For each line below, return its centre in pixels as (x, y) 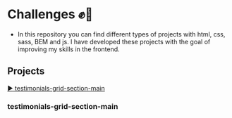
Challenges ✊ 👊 (50, 14)
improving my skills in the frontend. (68, 49)
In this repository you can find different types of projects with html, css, (121, 34)
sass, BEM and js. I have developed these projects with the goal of (114, 41)
